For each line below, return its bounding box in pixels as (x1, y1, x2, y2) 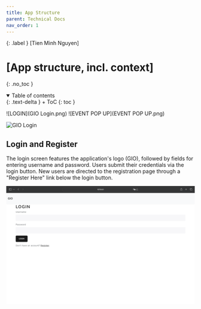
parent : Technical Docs (6, 16, 66, 22)
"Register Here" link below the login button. (6, 174, 113, 181)
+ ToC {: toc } (41, 98, 75, 106)
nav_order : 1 (6, 22, 39, 28)
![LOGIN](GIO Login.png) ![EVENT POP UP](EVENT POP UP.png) (6, 110, 165, 117)
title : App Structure (6, 10, 60, 16)
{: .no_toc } (6, 80, 33, 88)
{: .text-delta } (6, 98, 41, 106)
